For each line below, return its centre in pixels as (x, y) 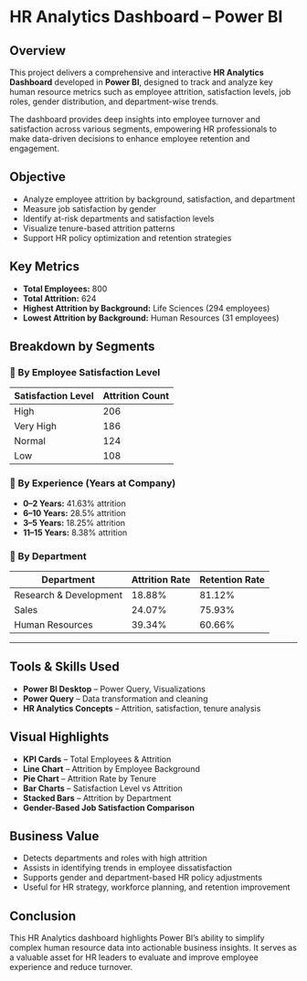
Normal (30, 441)
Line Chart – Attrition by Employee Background (111, 768)
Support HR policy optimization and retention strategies (127, 237)
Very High (36, 427)
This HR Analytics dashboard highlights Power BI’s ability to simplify (137, 938)
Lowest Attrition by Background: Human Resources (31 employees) (151, 318)
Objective (38, 177)
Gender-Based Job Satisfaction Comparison (108, 807)
